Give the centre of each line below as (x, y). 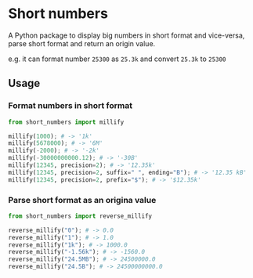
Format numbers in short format (70, 106)
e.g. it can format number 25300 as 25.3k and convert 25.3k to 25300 (117, 59)
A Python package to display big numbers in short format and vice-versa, (127, 35)
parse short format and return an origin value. (82, 43)
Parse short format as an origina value (82, 200)
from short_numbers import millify (66, 122)
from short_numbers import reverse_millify (80, 216)
